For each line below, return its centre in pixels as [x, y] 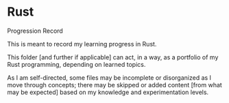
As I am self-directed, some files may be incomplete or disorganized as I [109, 77]
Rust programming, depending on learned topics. [76, 64]
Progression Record [35, 31]
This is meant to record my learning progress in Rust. [82, 44]
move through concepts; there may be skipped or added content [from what [115, 85]
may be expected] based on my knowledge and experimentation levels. [108, 92]
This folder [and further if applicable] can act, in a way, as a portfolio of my [113, 57]
